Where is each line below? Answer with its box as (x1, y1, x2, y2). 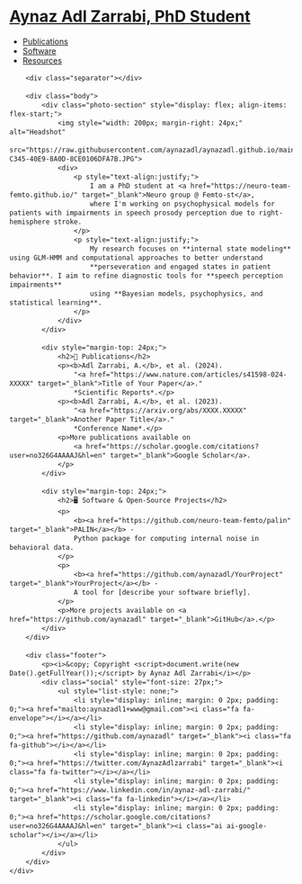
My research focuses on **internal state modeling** (89, 244, 292, 253)
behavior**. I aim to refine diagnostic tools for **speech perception (9, 271, 283, 280)
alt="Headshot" (9, 128, 67, 137)
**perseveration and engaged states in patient (89, 262, 271, 271)
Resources (22, 55, 63, 66)
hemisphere (9, 217, 50, 226)
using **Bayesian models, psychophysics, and (89, 289, 263, 298)
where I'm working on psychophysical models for (89, 199, 276, 208)
